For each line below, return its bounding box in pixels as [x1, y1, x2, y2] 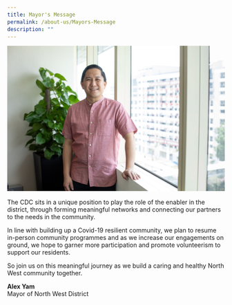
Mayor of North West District [7, 290, 89, 298]
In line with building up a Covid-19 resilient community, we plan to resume [7, 226, 217, 234]
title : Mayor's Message [7, 11, 76, 18]
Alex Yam [7, 282, 35, 290]
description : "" [7, 26, 54, 33]
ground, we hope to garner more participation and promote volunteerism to [7, 241, 221, 249]
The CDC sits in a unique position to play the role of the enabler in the [7, 198, 205, 207]
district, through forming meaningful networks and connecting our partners [7, 205, 221, 214]
